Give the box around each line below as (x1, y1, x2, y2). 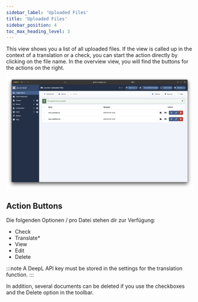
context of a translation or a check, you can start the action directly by (6, 52, 178, 59)
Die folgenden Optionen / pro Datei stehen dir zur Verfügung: (6, 217, 156, 224)
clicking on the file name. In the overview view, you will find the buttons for (6, 58, 189, 65)
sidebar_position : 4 (6, 22, 58, 28)
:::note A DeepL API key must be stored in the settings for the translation (6, 265, 183, 272)
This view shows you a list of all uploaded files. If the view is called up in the (6, 45, 193, 53)
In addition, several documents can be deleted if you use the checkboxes (6, 282, 185, 290)
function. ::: (6, 271, 34, 278)
